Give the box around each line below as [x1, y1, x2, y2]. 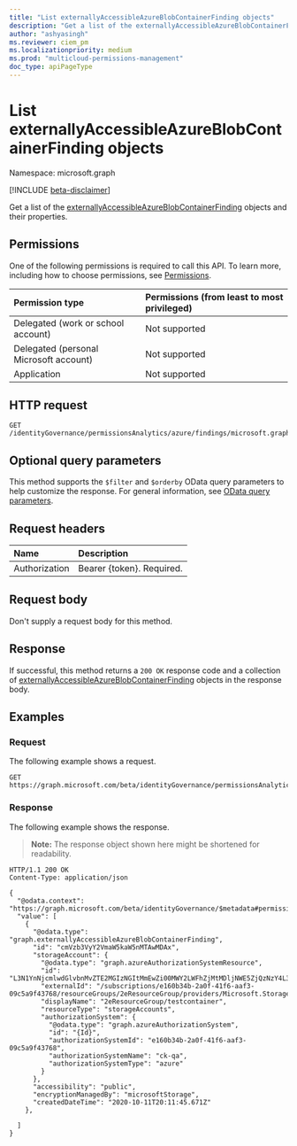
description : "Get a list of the [9, 21, 133, 30]
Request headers [9, 521, 106, 536]
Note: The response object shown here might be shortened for [30, 839, 261, 849]
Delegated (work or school [13, 316, 125, 329]
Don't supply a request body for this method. [9, 616, 173, 626]
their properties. [9, 211, 68, 221]
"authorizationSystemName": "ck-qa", [48, 1051, 188, 1060]
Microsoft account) [13, 353, 94, 366]
